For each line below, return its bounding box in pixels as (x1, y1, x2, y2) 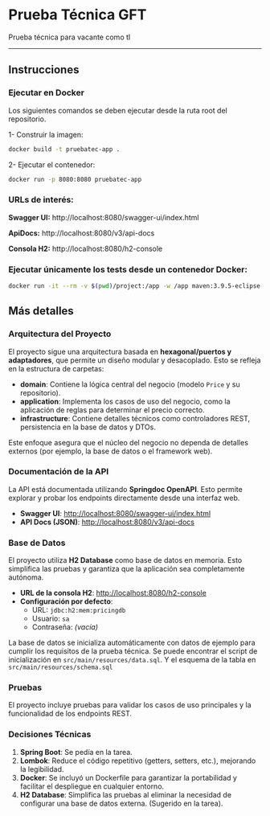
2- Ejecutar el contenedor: (8, 159, 96, 170)
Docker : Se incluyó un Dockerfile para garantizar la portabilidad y (19, 773, 237, 782)
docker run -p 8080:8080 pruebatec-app (8, 175, 142, 183)
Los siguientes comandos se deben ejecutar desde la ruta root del (8, 105, 227, 115)
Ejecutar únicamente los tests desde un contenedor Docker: (8, 264, 247, 275)
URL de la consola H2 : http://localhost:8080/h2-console (19, 588, 207, 598)
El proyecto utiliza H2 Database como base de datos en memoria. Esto (8, 556, 243, 565)
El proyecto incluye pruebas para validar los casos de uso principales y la (8, 700, 252, 710)
